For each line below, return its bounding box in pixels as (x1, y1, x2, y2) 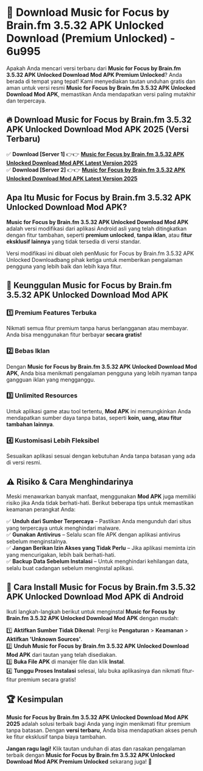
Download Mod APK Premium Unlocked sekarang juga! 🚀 (6, 758, 152, 765)
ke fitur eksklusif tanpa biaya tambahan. (6, 733, 107, 740)
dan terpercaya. (6, 97, 46, 104)
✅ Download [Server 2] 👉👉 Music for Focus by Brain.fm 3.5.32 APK (6, 166, 186, 173)
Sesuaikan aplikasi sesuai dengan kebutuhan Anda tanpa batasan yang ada (6, 452, 196, 460)
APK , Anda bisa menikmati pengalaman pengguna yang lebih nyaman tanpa (6, 369, 197, 377)
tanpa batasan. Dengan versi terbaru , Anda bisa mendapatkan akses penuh (6, 726, 198, 734)
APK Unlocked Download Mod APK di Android (6, 592, 184, 602)
